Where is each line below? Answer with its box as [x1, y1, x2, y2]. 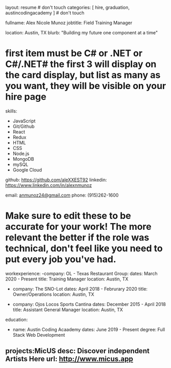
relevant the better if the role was [5, 232, 149, 244]
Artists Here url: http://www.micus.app [5, 355, 133, 363]
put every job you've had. [5, 253, 117, 265]
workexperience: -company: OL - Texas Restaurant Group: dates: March [5, 270, 158, 276]
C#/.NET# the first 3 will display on [5, 58, 157, 70]
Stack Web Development [12, 332, 66, 338]
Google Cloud [12, 166, 42, 173]
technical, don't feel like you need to [5, 243, 163, 254]
